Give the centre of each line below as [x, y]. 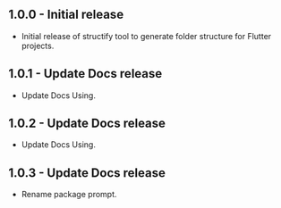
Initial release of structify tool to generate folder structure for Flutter [146, 36]
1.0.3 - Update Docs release [87, 173]
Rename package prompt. [69, 195]
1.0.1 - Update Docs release [85, 74]
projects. [38, 46]
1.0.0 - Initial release [66, 15]
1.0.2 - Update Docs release [87, 124]
